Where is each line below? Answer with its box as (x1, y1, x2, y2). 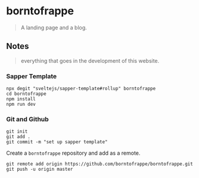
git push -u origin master (6, 166, 73, 173)
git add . (6, 134, 31, 140)
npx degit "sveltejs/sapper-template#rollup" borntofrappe (6, 85, 156, 92)
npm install (6, 96, 36, 102)
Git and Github (6, 115, 49, 123)
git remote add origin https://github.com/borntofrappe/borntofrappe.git (6, 161, 194, 167)
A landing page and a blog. (20, 24, 88, 31)
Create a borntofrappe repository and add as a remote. (6, 149, 141, 156)
